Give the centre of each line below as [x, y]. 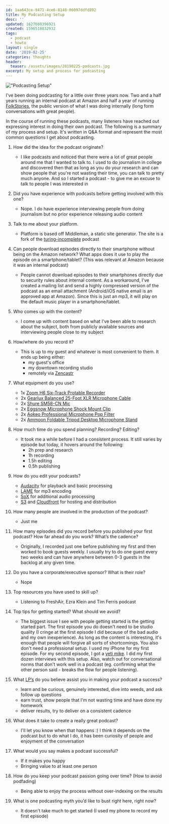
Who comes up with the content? [47, 311]
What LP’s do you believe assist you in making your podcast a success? [88, 679]
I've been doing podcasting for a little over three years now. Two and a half [83, 95]
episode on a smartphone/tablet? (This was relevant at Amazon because [88, 259]
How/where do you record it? [43, 342]
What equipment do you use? [44, 383]
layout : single [22, 48]
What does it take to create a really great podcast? [65, 721]
